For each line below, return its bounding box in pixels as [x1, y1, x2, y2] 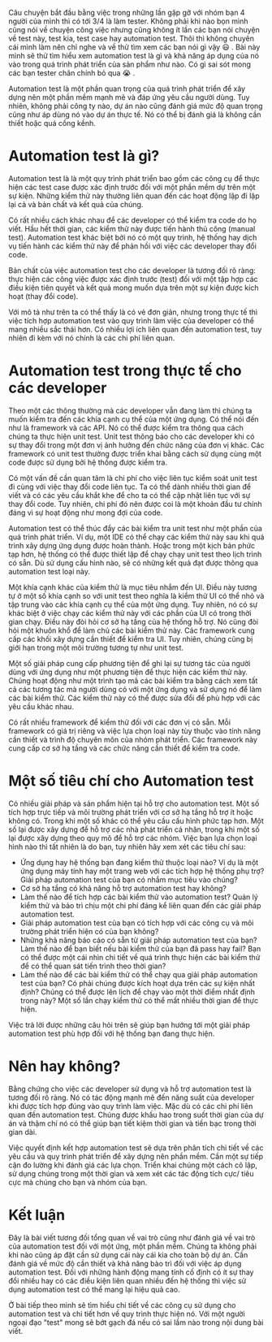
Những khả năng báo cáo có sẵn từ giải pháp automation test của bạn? [19, 935, 257, 945]
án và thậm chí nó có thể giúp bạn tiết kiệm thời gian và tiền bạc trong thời [8, 1118, 257, 1128]
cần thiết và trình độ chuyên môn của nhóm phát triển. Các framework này [8, 734, 258, 744]
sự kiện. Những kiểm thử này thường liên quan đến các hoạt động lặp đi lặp [8, 191, 260, 201]
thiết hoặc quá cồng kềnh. [8, 119, 96, 128]
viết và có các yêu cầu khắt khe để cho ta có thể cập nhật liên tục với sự [8, 490, 251, 500]
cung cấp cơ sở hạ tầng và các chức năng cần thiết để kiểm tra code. [8, 743, 241, 753]
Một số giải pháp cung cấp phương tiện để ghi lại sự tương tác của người [8, 658, 251, 668]
